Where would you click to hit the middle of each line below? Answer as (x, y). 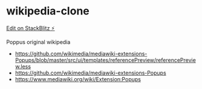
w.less (23, 66)
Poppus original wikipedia (38, 42)
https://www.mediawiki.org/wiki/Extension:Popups (78, 79)
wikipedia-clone (48, 11)
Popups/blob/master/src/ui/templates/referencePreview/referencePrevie (106, 60)
